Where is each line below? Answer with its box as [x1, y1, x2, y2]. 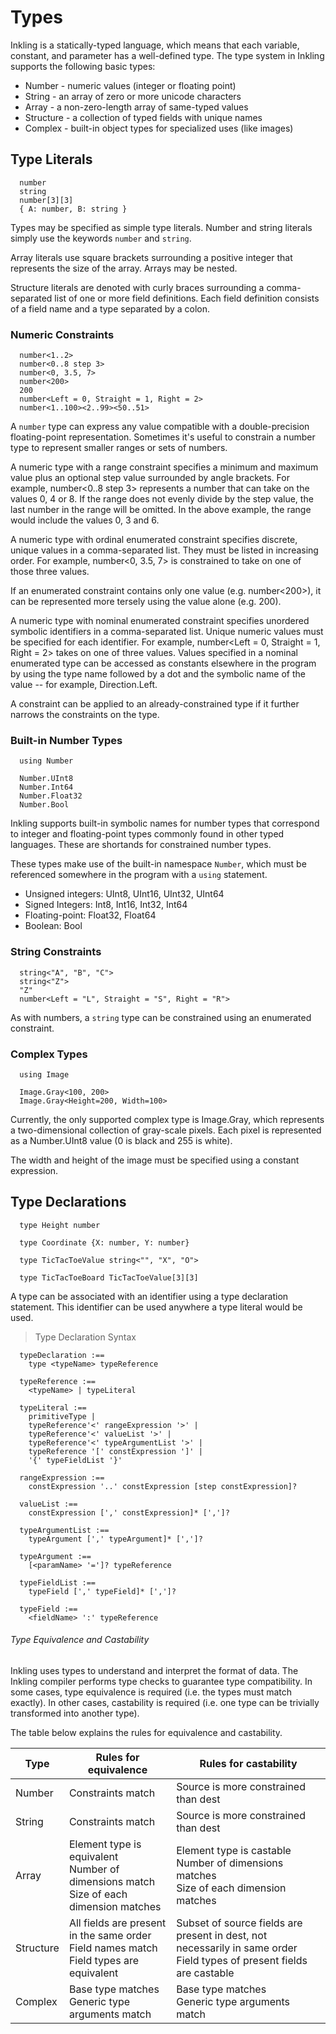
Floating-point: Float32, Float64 [24, 909, 157, 921]
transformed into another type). [10, 1707, 140, 1719]
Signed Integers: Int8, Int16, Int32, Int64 [24, 899, 188, 911]
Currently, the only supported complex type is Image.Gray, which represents [10, 1113, 325, 1125]
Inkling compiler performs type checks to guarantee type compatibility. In [10, 1675, 313, 1687]
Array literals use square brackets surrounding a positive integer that [10, 251, 293, 263]
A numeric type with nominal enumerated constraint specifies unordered [10, 615, 310, 627]
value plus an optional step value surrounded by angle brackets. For [10, 472, 290, 484]
